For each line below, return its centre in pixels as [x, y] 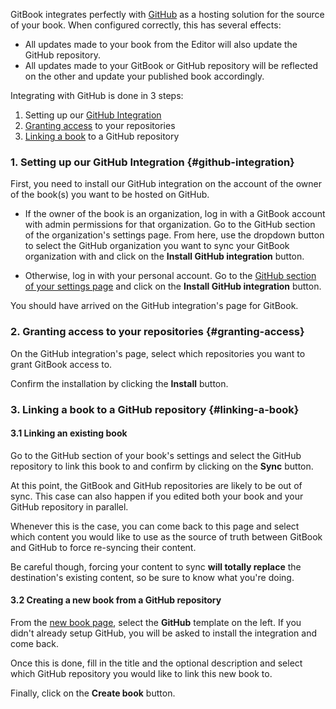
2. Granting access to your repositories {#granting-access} [157, 332]
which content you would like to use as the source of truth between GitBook [166, 536]
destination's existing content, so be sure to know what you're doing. [152, 577]
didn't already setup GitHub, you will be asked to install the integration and [163, 633]
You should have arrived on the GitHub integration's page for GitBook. [154, 306]
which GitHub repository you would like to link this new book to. [141, 673]
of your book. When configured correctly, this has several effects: [146, 25]
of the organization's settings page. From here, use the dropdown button [174, 235]
